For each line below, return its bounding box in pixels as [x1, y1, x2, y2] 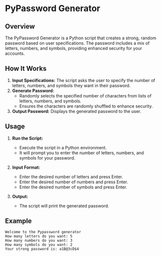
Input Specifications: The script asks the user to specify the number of [12, 77, 155, 83]
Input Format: [12, 164, 40, 170]
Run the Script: [12, 135, 43, 141]
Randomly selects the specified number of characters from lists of [19, 93, 152, 98]
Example [5, 217, 32, 225]
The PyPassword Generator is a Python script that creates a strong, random [5, 35, 157, 41]
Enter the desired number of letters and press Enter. [19, 174, 123, 179]
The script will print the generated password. [19, 203, 109, 208]
